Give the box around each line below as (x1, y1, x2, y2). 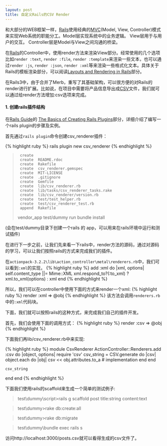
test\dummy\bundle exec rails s (17, 424, 83, 430)
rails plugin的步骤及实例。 (9, 122, 63, 128)
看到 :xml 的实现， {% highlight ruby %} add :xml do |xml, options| (9, 264, 144, 271)
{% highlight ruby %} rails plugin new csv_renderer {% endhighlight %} (5, 143, 152, 149)
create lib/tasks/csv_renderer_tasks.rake (20, 188, 112, 193)
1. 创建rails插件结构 (5, 104, 45, 110)
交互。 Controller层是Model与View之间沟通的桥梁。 (14, 39, 120, 45)
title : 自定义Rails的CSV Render (5, 12, 70, 17)
